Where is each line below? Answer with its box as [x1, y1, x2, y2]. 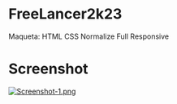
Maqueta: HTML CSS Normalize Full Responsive [8, 31, 169, 41]
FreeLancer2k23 [8, 5, 123, 23]
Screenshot [8, 60, 88, 78]
